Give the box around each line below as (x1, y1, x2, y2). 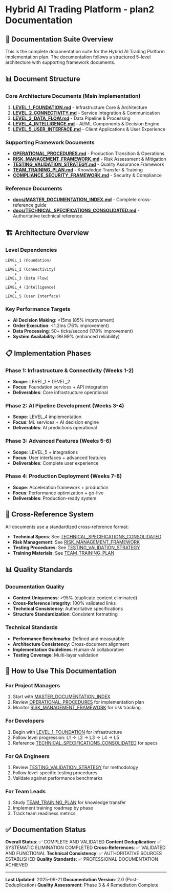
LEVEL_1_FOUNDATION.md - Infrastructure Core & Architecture (12, 104, 147, 111)
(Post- (125, 877, 139, 883)
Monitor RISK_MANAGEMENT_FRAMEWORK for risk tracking (12, 705, 141, 711)
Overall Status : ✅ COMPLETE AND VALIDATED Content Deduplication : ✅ (5, 839, 161, 845)
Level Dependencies (5, 246, 57, 253)
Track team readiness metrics (12, 810, 76, 817)
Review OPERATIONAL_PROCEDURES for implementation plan (12, 699, 144, 705)
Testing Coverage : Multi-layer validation (12, 651, 99, 658)
